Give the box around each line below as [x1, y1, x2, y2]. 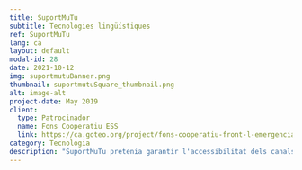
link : [17, 130, 39, 139]
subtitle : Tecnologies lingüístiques [9, 22, 151, 31]
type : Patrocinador [17, 113, 91, 122]
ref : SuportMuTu [9, 30, 70, 39]
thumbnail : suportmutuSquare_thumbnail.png [9, 80, 175, 89]
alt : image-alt [9, 88, 67, 97]
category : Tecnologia [9, 139, 91, 148]
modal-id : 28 [9, 55, 58, 64]
